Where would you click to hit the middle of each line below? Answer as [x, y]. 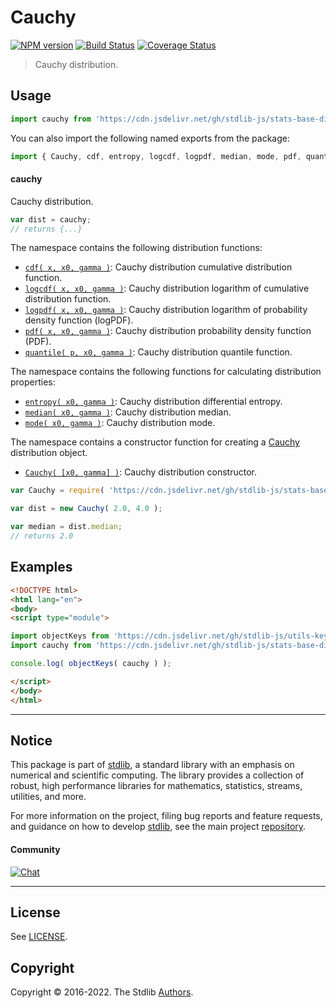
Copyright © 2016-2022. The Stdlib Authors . [102, 992]
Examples [41, 567]
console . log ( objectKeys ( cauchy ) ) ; [91, 664]
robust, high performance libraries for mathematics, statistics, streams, [156, 786]
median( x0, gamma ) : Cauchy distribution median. [128, 412]
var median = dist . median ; [66, 527]
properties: [33, 382]
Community [35, 849]
